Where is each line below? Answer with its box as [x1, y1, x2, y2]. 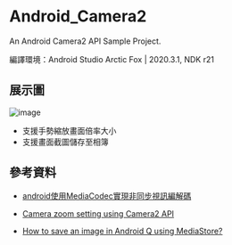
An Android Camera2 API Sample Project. [9, 36, 162, 46]
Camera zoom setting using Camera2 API [21, 208, 175, 219]
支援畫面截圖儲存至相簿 [21, 136, 109, 147]
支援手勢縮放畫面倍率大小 [21, 125, 117, 135]
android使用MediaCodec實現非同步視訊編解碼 [21, 190, 192, 201]
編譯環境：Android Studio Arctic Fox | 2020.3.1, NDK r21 [9, 53, 214, 64]
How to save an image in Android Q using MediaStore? [21, 225, 223, 236]
